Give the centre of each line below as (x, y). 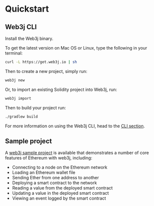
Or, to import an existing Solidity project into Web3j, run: (61, 89)
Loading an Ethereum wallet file (43, 172)
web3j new (15, 80)
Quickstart (27, 9)
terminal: (14, 53)
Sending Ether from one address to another (55, 178)
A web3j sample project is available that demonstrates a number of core (77, 153)
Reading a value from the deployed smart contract (62, 188)
